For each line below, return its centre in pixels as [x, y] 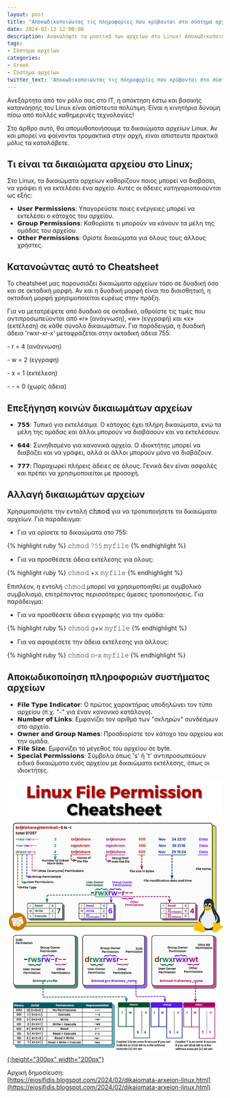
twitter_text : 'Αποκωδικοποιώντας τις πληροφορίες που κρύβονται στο [108, 80]
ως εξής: [20, 195]
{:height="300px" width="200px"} [56, 1060]
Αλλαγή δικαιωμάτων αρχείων [76, 495]
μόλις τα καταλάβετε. [38, 143]
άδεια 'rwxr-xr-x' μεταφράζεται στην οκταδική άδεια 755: [89, 333]
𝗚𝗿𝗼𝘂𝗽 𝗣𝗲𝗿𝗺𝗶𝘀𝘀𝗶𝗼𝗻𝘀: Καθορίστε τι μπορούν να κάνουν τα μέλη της [116, 223]
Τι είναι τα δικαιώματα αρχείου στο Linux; [100, 164]
